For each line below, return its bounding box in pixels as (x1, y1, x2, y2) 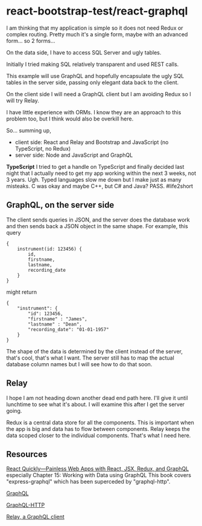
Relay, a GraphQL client (6, 513, 65, 521)
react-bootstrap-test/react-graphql (6, 4, 188, 18)
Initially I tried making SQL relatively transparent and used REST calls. (6, 61, 179, 68)
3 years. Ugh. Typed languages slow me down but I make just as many (6, 176, 182, 183)
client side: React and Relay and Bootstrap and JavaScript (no (14, 138, 169, 146)
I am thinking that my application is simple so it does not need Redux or (6, 24, 183, 31)
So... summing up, (6, 127, 51, 134)
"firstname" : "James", (28, 316, 87, 322)
